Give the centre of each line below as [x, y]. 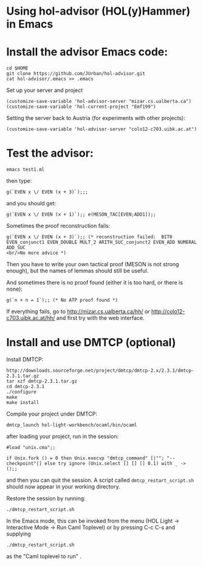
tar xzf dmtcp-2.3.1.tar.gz [42, 381]
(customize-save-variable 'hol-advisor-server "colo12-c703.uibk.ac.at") [102, 129]
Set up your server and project [45, 90]
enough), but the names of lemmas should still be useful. [77, 271]
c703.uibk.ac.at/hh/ [31, 318]
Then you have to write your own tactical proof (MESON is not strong [93, 264]
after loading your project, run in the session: [63, 436]
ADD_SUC [16, 248]
